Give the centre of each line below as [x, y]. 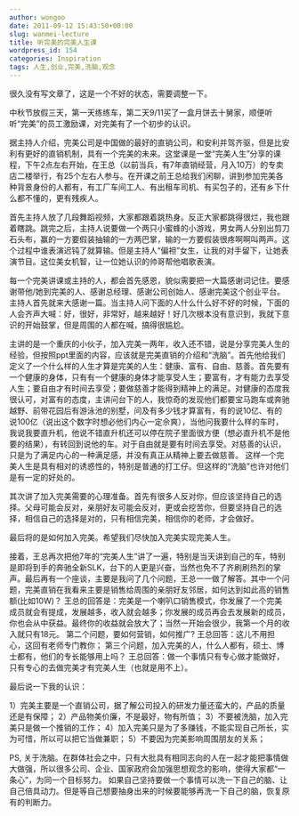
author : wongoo [37, 17]
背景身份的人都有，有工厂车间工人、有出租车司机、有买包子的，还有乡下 [149, 187]
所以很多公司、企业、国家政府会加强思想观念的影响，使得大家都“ [159, 768]
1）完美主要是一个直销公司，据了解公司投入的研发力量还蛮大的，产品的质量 [147, 705]
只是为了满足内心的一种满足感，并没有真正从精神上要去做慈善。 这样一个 [143, 455]
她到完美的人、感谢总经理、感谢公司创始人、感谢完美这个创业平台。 [160, 291]
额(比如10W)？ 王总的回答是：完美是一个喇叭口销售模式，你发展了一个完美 [146, 601]
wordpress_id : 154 [43, 51]
